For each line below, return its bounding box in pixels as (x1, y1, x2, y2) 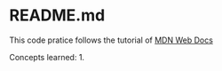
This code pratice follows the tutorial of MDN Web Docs (9, 35, 213, 45)
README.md (9, 5, 106, 26)
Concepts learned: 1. (9, 51, 85, 62)
